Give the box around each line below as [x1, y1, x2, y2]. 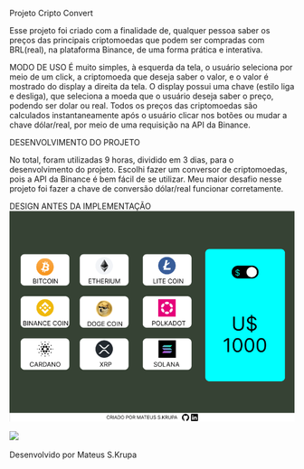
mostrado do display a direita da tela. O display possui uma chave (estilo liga [9, 81, 295, 91]
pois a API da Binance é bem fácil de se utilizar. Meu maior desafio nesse [9, 174, 282, 184]
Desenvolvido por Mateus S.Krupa [9, 449, 138, 460]
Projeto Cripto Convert [9, 8, 93, 18]
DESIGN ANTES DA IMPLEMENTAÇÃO [9, 201, 152, 211]
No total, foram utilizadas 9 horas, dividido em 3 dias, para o [9, 155, 234, 165]
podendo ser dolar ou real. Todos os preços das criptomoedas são [9, 100, 258, 111]
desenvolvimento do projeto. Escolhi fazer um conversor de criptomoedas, [9, 164, 288, 174]
